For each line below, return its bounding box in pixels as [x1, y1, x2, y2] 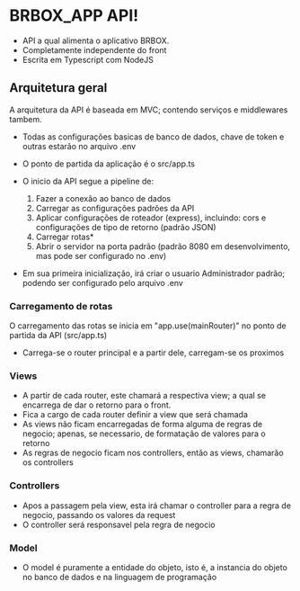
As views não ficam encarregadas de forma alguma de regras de [22, 419, 263, 430]
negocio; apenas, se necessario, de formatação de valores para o [22, 428, 267, 439]
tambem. [9, 113, 42, 124]
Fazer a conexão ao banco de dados [35, 193, 172, 203]
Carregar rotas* [35, 231, 94, 242]
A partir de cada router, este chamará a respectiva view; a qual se [22, 390, 267, 401]
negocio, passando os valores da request [22, 509, 176, 520]
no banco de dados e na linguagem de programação [22, 571, 217, 582]
